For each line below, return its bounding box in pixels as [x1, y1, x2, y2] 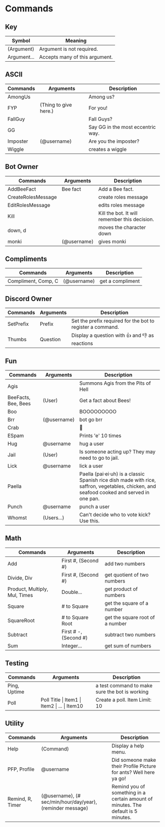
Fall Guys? [88, 116, 113, 122]
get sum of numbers [105, 642, 151, 649]
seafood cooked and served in [79, 489, 150, 496]
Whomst [7, 514, 27, 521]
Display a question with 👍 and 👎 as [71, 332, 154, 339]
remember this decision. [98, 216, 154, 223]
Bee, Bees [7, 400, 31, 407]
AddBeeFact [7, 186, 36, 193]
